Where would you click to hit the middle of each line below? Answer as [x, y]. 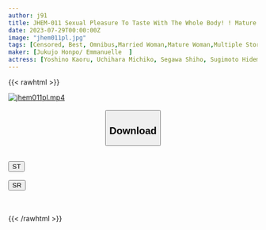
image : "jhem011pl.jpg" [47, 38]
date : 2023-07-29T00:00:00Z [55, 30]
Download [133, 130]
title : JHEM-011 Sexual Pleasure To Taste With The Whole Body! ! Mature [133, 23]
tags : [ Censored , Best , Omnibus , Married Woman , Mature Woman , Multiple [125, 45]
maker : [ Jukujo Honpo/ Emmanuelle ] [70, 52]
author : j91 [28, 15]
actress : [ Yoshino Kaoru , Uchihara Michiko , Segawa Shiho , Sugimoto [123, 60]
